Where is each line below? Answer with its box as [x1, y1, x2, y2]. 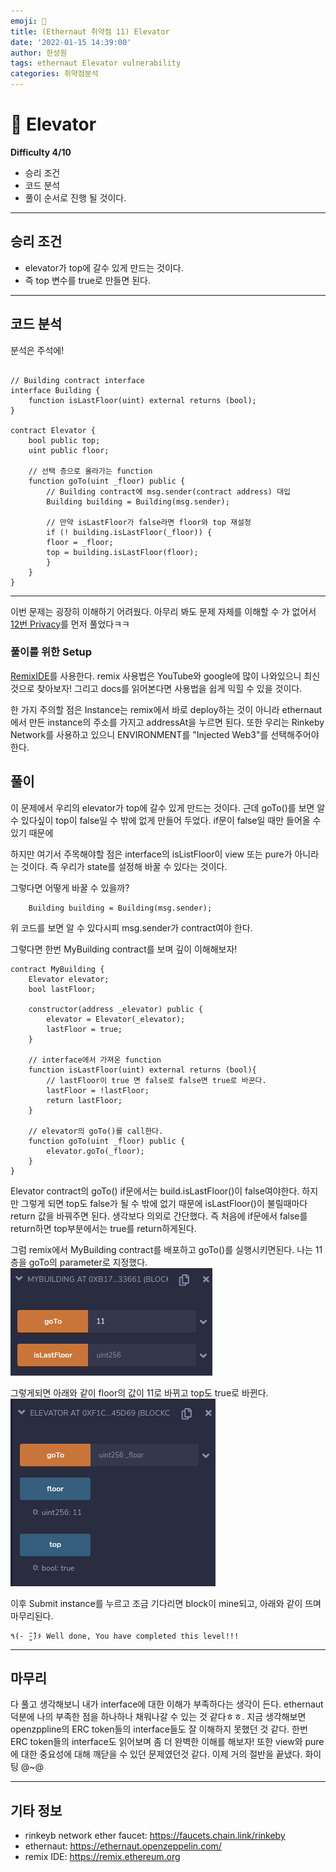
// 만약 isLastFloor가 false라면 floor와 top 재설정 [46, 517, 252, 527]
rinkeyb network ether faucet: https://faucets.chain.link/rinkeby [24, 1830, 286, 1842]
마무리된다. [10, 1610, 54, 1622]
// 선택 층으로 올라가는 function [28, 466, 153, 476]
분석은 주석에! [10, 344, 65, 356]
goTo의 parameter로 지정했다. [28, 1256, 148, 1268]
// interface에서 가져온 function [28, 1055, 162, 1065]
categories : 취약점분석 [10, 69, 99, 79]
